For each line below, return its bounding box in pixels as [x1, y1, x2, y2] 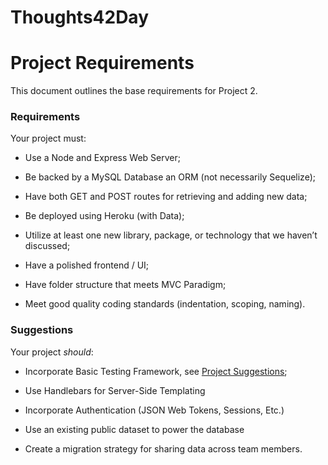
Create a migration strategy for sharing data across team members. [24, 442, 303, 455]
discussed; [24, 240, 71, 252]
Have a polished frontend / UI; [24, 259, 150, 271]
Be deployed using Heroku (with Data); [24, 210, 185, 222]
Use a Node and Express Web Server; [24, 152, 181, 164]
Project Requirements [10, 52, 195, 75]
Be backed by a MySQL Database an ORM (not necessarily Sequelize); [24, 171, 316, 183]
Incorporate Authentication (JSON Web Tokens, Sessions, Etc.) [24, 404, 285, 416]
